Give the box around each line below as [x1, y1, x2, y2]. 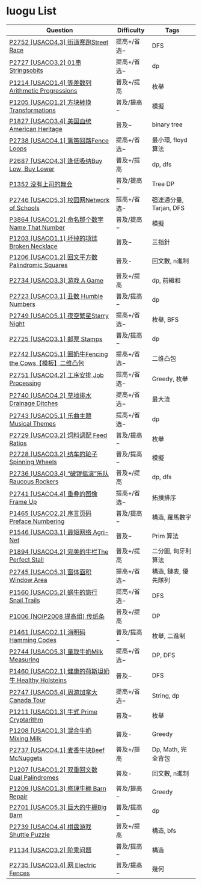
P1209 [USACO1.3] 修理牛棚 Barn [9, 784, 106, 792]
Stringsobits [9, 66, 44, 75]
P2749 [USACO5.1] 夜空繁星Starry [9, 311, 109, 320]
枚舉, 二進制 [151, 631, 186, 640]
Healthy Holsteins [17, 676, 67, 684]
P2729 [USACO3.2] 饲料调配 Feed [9, 431, 108, 439]
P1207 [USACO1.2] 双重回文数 [9, 765, 98, 774]
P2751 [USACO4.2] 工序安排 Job [9, 371, 104, 379]
